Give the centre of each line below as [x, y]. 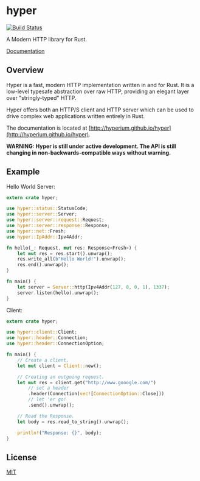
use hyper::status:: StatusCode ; [47, 209]
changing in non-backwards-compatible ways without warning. [89, 152]
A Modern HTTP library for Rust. [47, 39]
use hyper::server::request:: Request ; [55, 220]
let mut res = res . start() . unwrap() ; [65, 253]
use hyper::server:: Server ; [42, 214]
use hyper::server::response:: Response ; [58, 226]
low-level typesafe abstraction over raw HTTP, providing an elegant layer [98, 91]
